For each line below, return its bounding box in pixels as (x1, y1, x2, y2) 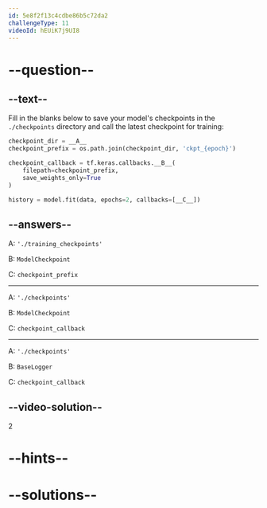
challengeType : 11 (8, 19, 69, 27)
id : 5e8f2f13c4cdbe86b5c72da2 (8, 11, 109, 20)
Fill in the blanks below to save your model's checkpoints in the (8, 113, 216, 123)
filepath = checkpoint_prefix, (22, 166, 119, 174)
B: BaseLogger (8, 361, 53, 371)
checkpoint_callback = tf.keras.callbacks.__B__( (8, 159, 176, 167)
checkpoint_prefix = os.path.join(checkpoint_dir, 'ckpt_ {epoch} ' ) (8, 145, 237, 153)
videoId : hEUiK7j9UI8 (8, 26, 80, 34)
